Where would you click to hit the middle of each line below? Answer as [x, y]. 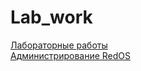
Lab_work [51, 17]
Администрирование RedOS [70, 55]
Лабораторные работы [59, 45]
